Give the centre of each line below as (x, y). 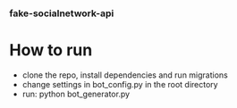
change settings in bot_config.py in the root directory (120, 84)
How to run (51, 50)
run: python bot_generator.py (76, 94)
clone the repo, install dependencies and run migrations (125, 75)
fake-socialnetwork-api (62, 13)
